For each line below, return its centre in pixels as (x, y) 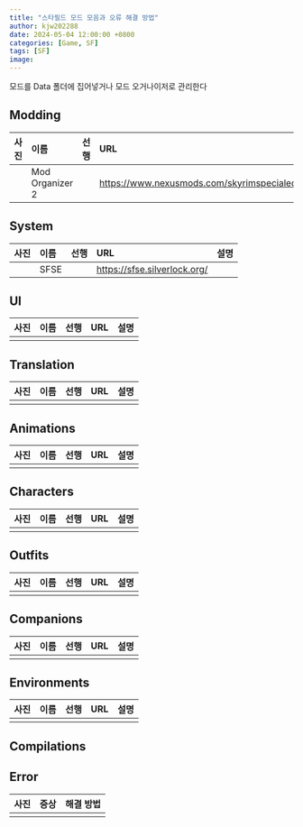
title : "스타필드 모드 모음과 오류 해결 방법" (84, 18)
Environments (50, 682)
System (32, 226)
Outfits (29, 556)
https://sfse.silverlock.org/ (152, 269)
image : (22, 60)
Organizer (52, 183)
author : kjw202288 (44, 26)
